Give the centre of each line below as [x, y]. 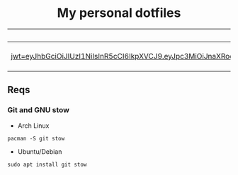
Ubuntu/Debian [40, 151]
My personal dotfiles [119, 13]
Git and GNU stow [38, 110]
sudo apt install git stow [47, 164]
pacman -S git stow [36, 138]
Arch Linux [33, 126]
